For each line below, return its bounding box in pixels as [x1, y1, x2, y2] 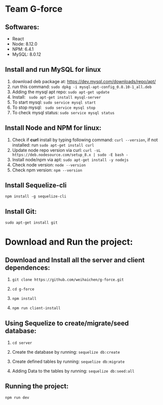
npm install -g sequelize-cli [5, 194, 67, 199]
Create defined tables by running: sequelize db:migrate [12, 359, 125, 364]
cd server [12, 341, 33, 345]
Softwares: [5, 23, 40, 31]
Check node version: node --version [12, 162, 86, 168]
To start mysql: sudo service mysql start [12, 99, 96, 105]
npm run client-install [12, 306, 61, 311]
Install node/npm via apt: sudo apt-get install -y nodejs [12, 156, 129, 162]
